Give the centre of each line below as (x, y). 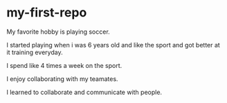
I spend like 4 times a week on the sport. (64, 65)
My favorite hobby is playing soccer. (58, 32)
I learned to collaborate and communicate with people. (84, 92)
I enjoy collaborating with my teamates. (62, 79)
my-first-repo (47, 13)
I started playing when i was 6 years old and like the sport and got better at (113, 45)
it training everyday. (35, 52)
